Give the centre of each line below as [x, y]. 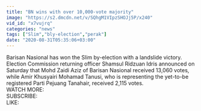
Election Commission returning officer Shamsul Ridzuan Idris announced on [100, 64]
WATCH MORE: [25, 89]
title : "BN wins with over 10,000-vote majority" [70, 12]
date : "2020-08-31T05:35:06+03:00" [51, 40]
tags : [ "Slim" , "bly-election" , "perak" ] [57, 35]
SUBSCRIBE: [22, 96]
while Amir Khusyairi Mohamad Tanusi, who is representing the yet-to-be [97, 77]
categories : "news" [31, 29]
